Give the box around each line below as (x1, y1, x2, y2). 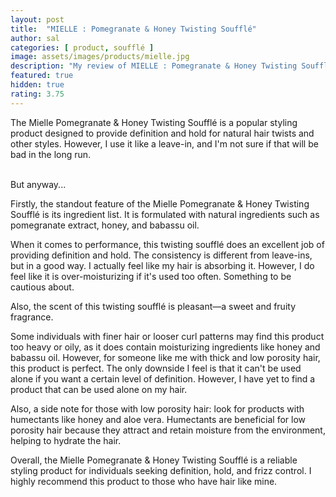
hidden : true (10, 80, 65, 90)
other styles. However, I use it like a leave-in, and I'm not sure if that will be (10, 137, 319, 150)
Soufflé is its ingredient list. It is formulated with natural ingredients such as (10, 208, 320, 220)
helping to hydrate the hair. (10, 434, 122, 446)
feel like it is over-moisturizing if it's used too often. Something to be (10, 270, 292, 282)
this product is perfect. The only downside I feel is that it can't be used (10, 362, 302, 374)
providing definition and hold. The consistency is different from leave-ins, (10, 249, 313, 261)
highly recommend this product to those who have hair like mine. (10, 475, 278, 487)
